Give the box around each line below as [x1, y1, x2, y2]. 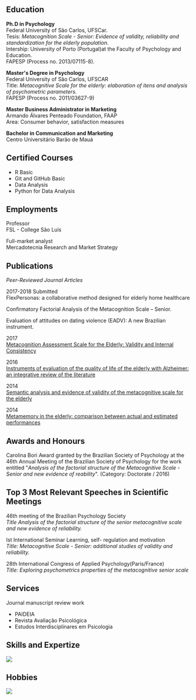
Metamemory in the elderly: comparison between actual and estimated [6, 413, 178, 420]
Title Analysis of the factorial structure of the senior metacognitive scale [6, 518, 182, 526]
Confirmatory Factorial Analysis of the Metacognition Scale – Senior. [6, 306, 172, 313]
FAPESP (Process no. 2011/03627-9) [6, 94, 95, 101]
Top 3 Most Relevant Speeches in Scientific [6, 487, 169, 497]
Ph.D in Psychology [6, 20, 55, 27]
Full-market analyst [6, 238, 53, 245]
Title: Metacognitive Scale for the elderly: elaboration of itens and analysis [6, 82, 188, 89]
